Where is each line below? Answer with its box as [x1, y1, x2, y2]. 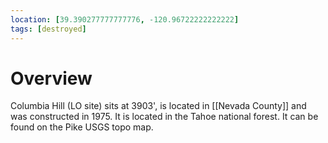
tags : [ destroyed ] [10, 24, 87, 34]
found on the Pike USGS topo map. [10, 121, 154, 133]
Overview [10, 67, 93, 90]
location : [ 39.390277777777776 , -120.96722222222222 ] [10, 14, 240, 25]
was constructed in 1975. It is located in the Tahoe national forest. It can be [10, 111, 319, 123]
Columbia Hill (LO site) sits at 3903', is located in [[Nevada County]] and [10, 100, 307, 112]
